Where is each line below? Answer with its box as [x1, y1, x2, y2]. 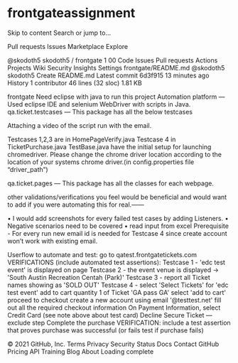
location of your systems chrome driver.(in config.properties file [7, 158, 195, 166]
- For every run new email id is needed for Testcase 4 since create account [7, 229, 227, 237]
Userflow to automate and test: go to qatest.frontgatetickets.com [7, 250, 198, 259]
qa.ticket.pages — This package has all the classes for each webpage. [7, 179, 215, 188]
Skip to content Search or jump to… [7, 28, 112, 37]
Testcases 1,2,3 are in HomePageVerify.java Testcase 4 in [7, 135, 176, 143]
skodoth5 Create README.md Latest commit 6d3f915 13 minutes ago [7, 71, 210, 80]
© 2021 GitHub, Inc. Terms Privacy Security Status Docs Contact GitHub [7, 340, 219, 348]
